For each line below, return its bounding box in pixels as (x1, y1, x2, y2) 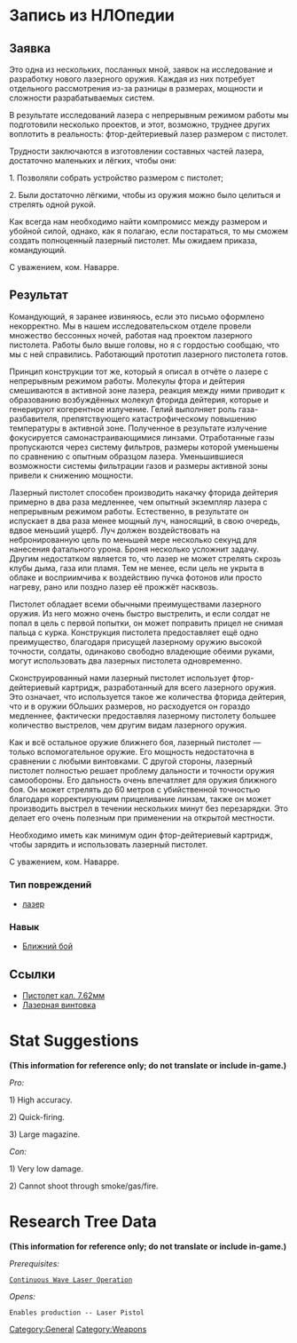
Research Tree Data (9, 1212, 157, 1232)
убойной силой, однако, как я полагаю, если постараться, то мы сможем (9, 226, 289, 236)
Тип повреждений (9, 878, 92, 891)
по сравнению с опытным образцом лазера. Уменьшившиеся (9, 450, 244, 462)
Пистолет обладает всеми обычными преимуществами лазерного (9, 599, 262, 609)
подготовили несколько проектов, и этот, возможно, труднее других (9, 119, 270, 130)
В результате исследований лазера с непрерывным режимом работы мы (9, 110, 289, 120)
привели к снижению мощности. (9, 470, 134, 481)
